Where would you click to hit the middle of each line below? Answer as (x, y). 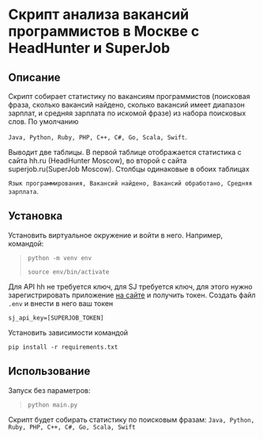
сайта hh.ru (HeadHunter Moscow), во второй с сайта (98, 161)
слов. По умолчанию (43, 121)
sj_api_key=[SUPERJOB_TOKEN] (56, 318)
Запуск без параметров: (49, 390)
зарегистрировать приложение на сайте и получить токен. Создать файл (132, 295)
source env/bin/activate (68, 272)
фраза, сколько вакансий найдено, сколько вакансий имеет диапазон (126, 105)
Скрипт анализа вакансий (99, 15)
